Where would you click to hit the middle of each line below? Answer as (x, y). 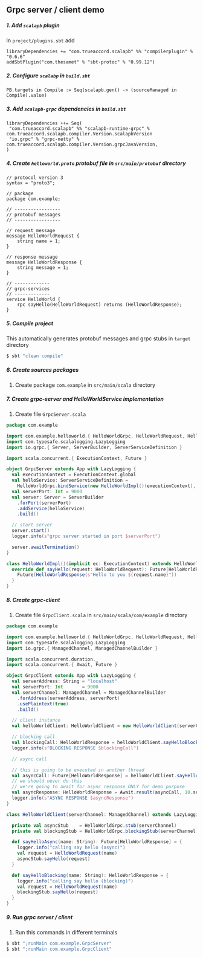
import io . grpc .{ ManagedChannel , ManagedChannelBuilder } (82, 648)
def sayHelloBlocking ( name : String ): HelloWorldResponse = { (90, 875)
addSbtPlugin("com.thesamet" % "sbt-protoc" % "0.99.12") (81, 62)
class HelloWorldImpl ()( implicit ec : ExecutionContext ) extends (89, 564)
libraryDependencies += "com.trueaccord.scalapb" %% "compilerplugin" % (100, 52)
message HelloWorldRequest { (43, 236)
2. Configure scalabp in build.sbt (48, 76)
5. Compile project (30, 323)
